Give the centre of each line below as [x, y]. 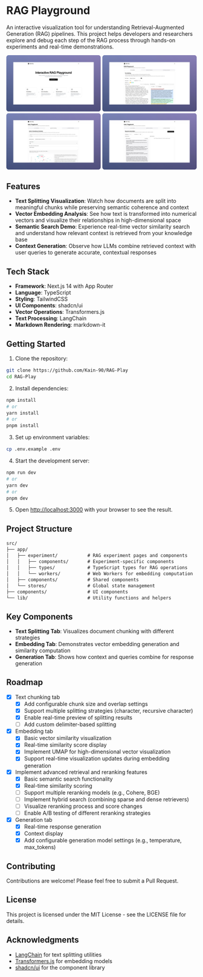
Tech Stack [28, 271]
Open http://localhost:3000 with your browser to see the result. [94, 510]
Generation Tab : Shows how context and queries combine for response [105, 657]
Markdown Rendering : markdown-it [60, 325]
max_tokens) [40, 847]
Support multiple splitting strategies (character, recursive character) [108, 711]
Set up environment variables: [52, 438]
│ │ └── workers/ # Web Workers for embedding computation [100, 574]
